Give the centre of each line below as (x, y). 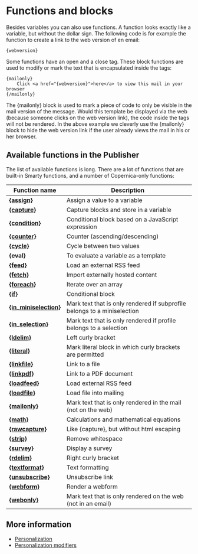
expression (82, 227)
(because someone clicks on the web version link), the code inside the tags (98, 118)
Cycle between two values (103, 246)
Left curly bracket (91, 337)
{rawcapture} (28, 429)
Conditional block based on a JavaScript (122, 219)
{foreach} (23, 284)
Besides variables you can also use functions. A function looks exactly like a (99, 27)
